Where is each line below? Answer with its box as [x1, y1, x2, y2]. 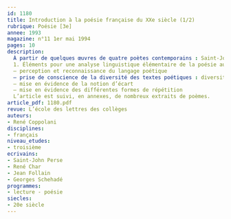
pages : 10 [7, 42, 36, 49]
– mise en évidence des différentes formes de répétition [13, 87, 184, 93]
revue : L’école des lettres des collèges [7, 106, 128, 113]
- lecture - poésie [7, 189, 63, 196]
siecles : [7, 195, 32, 203]
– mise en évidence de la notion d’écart [13, 80, 134, 87]
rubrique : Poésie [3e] [7, 23, 72, 30]
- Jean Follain [7, 170, 51, 176]
